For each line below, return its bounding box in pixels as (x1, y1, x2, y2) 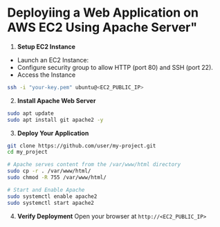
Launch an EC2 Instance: (17, 55, 89, 64)
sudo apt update (7, 109, 54, 117)
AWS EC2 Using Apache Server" (7, 19, 198, 35)
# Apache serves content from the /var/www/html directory (7, 161, 181, 168)
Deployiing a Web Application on (7, 5, 199, 21)
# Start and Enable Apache (7, 186, 85, 193)
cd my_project (7, 149, 48, 156)
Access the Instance (17, 71, 76, 79)
